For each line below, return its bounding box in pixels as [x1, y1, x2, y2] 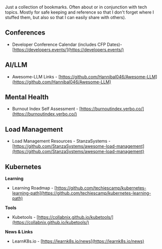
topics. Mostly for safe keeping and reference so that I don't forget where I [5, 9, 154, 15]
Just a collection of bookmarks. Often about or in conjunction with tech [5, 4, 147, 10]
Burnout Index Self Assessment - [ [12, 106, 81, 112]
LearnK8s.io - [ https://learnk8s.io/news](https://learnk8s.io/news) [12, 238, 145, 244]
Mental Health [5, 93, 49, 101]
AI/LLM [5, 61, 28, 69]
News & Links [5, 229, 33, 235]
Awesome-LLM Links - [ [12, 74, 61, 79]
